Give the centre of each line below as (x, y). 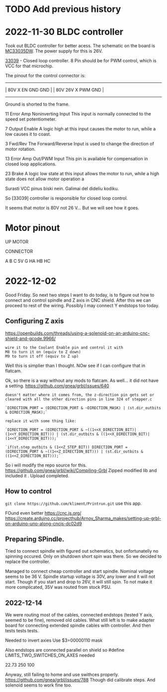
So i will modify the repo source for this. (46, 465)
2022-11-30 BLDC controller (64, 32)
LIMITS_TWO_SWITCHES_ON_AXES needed (50, 655)
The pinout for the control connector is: (45, 76)
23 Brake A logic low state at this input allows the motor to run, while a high (82, 174)
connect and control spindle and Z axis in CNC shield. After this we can (78, 300)
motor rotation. (20, 149)
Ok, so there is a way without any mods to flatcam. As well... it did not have (82, 380)
